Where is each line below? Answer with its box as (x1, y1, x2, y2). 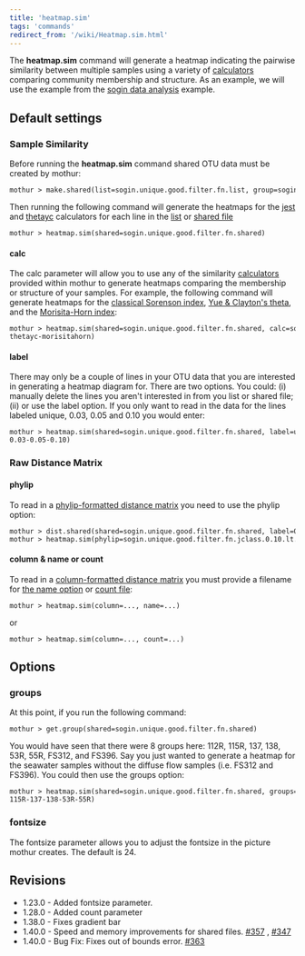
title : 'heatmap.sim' (9, 13, 92, 23)
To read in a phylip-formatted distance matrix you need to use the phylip (9, 499, 280, 510)
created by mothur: (9, 168, 82, 179)
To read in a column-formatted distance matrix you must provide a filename (9, 573, 292, 584)
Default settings (9, 110, 103, 125)
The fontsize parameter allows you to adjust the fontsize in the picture (9, 837, 271, 848)
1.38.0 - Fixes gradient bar (22, 916, 121, 927)
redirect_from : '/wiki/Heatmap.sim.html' (9, 30, 169, 39)
